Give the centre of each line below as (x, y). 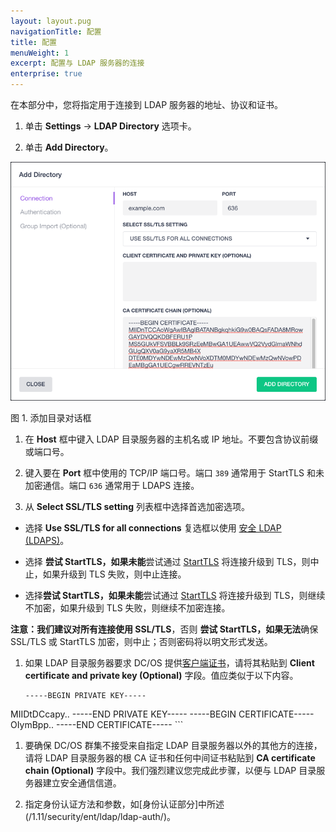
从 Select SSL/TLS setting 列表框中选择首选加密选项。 (137, 507)
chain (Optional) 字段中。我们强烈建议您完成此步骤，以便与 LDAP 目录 (170, 771)
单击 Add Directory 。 (69, 147)
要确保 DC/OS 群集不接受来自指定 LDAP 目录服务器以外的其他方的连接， (173, 746)
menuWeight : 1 (40, 53)
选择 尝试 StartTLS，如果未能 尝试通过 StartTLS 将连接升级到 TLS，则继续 (175, 596)
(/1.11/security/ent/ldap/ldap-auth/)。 (100, 817)
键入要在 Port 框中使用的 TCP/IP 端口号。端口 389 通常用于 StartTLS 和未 (174, 473)
